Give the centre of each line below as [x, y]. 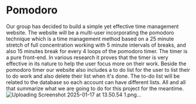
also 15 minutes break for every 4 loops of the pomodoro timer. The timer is [97, 51]
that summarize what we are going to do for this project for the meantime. [95, 88]
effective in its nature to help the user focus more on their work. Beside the [96, 63]
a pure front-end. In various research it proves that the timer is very [87, 57]
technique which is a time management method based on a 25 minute [90, 39]
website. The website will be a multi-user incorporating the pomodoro [90, 32]
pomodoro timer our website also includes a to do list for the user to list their [98, 70]
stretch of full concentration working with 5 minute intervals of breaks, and [96, 45]
